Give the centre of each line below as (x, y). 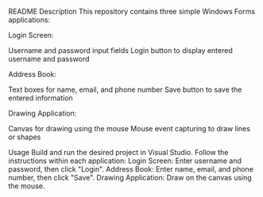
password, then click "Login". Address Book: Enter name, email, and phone (131, 169)
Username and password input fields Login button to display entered (120, 50)
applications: (29, 20)
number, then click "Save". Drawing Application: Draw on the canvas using (130, 178)
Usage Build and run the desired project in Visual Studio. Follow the (118, 152)
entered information (41, 98)
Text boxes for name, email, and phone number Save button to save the (125, 89)
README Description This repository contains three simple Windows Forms (132, 11)
